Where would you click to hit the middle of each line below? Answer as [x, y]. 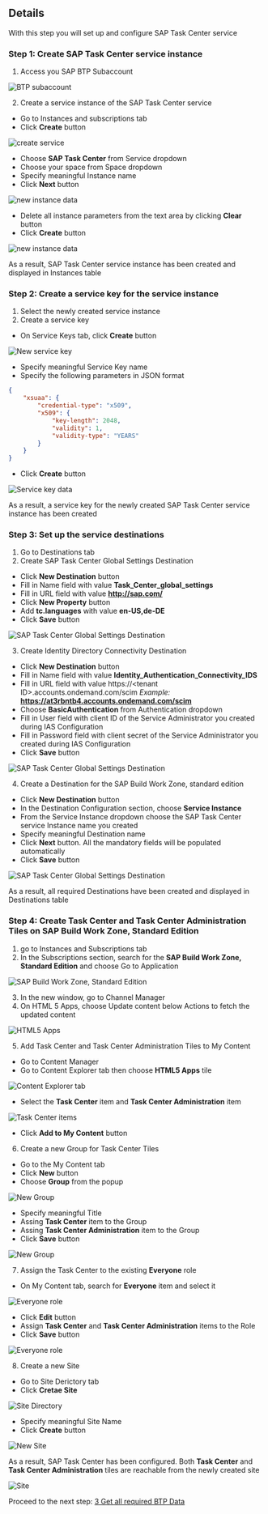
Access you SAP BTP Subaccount [77, 71]
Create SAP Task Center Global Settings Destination [107, 561]
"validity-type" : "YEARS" [95, 436]
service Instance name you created [79, 826]
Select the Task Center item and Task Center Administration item [130, 1101]
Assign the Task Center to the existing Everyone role [108, 1269]
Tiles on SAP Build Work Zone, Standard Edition [104, 931]
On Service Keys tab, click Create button [88, 336]
